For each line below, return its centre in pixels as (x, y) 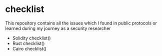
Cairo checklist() (29, 48)
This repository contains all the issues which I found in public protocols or (81, 23)
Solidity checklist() (31, 38)
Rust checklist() (28, 43)
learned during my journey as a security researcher (58, 28)
